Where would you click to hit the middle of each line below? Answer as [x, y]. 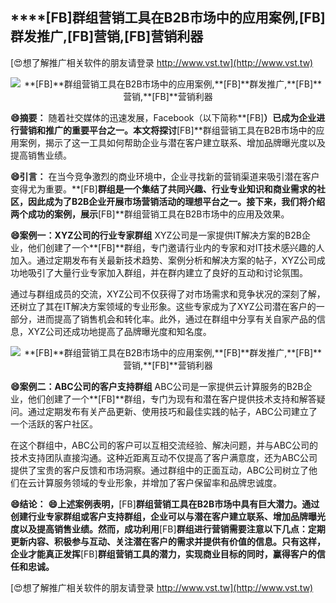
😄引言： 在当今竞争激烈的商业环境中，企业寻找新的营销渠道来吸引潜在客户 [165, 176]
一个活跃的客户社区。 [54, 424]
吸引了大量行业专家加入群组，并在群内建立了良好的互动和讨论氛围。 [167, 272]
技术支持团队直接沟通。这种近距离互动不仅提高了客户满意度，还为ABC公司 [164, 457]
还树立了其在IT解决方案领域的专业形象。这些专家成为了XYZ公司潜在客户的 [163, 306]
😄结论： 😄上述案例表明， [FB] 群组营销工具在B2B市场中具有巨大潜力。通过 [165, 504]
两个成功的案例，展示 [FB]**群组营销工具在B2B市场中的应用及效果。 [150, 214]
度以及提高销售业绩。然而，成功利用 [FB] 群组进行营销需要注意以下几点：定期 [168, 529]
